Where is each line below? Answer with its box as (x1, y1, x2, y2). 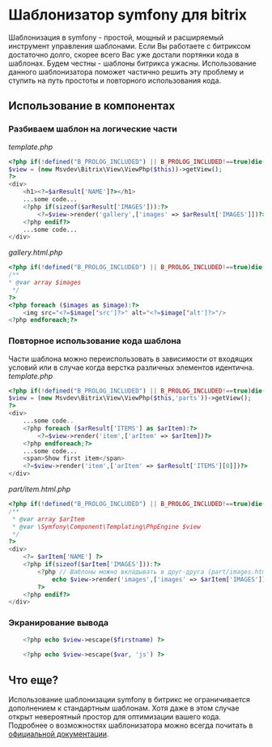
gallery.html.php (8, 247, 63, 257)
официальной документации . (8, 729, 109, 739)
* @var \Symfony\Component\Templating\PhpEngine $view (11, 522, 201, 530)
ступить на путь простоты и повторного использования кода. (8, 75, 222, 85)
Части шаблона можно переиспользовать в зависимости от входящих (8, 354, 253, 363)
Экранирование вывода (8, 617, 109, 629)
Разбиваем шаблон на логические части (8, 123, 178, 135)
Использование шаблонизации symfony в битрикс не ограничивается (8, 695, 251, 705)
